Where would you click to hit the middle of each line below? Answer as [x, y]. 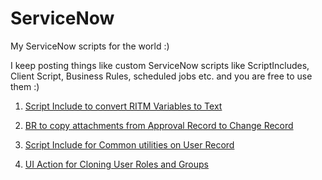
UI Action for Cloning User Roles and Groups [117, 164]
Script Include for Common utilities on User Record [129, 144]
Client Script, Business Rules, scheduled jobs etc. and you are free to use [161, 76]
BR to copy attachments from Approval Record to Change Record [159, 125]
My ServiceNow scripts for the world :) [90, 46]
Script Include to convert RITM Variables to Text [123, 106]
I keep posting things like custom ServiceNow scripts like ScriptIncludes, [160, 65]
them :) [25, 86]
